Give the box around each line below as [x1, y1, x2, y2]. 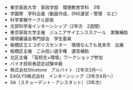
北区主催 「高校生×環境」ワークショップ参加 [9, 54, 103, 60]
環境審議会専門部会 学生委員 [9, 35, 71, 41]
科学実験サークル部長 [9, 17, 54, 22]
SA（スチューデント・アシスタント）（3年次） [9, 79, 104, 85]
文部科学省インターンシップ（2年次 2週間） [9, 23, 103, 29]
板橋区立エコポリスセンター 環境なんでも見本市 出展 [9, 42, 124, 47]
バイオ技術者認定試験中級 [9, 60, 63, 66]
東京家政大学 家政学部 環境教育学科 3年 [9, 4, 101, 10]
